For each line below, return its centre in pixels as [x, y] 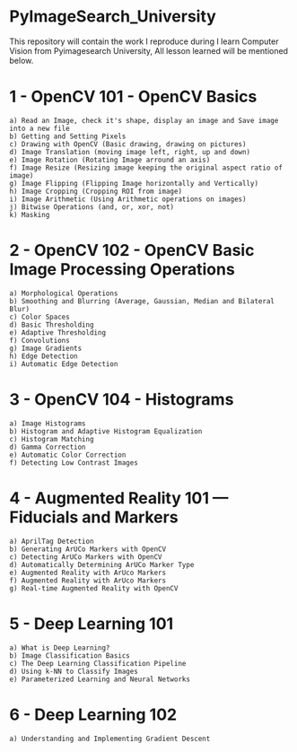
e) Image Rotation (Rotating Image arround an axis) [110, 160]
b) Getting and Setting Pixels [68, 136]
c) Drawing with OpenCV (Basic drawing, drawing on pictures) [128, 144]
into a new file [39, 128]
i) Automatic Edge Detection [64, 364]
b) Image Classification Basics [70, 656]
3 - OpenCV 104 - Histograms [122, 399]
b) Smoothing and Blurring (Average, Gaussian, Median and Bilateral [142, 301]
